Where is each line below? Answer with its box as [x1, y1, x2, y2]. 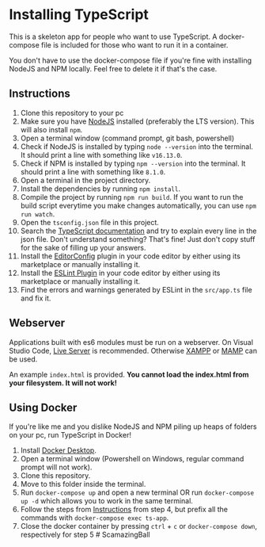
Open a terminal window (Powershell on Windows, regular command [20, 454, 244, 464]
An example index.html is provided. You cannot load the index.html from [9, 369, 249, 379]
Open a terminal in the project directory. [20, 175, 151, 185]
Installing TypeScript [9, 6, 150, 24]
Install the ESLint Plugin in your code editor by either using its [20, 268, 221, 277]
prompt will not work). [20, 462, 93, 472]
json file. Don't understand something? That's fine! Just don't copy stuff [20, 234, 256, 243]
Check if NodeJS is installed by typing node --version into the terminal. [20, 141, 254, 151]
